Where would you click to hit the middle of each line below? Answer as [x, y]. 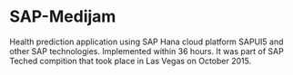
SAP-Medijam [63, 17]
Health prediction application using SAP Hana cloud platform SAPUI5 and [146, 42]
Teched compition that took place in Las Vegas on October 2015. [131, 61]
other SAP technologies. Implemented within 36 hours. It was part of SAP [146, 51]
